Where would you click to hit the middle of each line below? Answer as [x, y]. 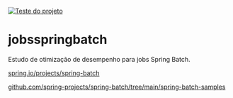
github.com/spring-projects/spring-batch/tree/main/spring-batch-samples [117, 87]
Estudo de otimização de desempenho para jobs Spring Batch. [99, 59]
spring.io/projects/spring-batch [54, 73]
